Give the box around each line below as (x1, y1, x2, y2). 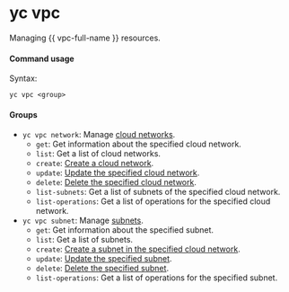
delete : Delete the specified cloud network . (35, 177, 197, 188)
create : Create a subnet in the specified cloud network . (35, 243, 241, 254)
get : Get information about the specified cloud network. (35, 138, 242, 150)
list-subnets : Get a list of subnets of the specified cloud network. (35, 187, 281, 198)
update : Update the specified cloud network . (35, 167, 200, 178)
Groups (9, 109, 38, 119)
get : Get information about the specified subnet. (35, 225, 214, 235)
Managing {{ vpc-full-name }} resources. (9, 32, 162, 43)
